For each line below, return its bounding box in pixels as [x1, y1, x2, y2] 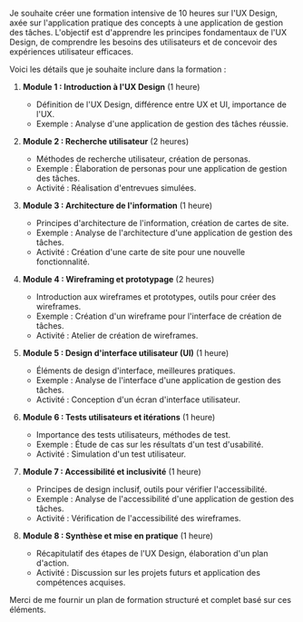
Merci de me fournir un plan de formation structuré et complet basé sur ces [9, 595, 292, 605]
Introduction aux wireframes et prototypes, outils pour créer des [35, 291, 277, 302]
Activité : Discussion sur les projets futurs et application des [35, 568, 261, 578]
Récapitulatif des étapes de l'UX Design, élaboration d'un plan [35, 548, 269, 558]
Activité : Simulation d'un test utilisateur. [35, 449, 187, 459]
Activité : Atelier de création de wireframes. [35, 331, 199, 341]
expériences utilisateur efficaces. [9, 46, 134, 57]
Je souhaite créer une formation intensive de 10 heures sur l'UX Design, [9, 8, 279, 18]
